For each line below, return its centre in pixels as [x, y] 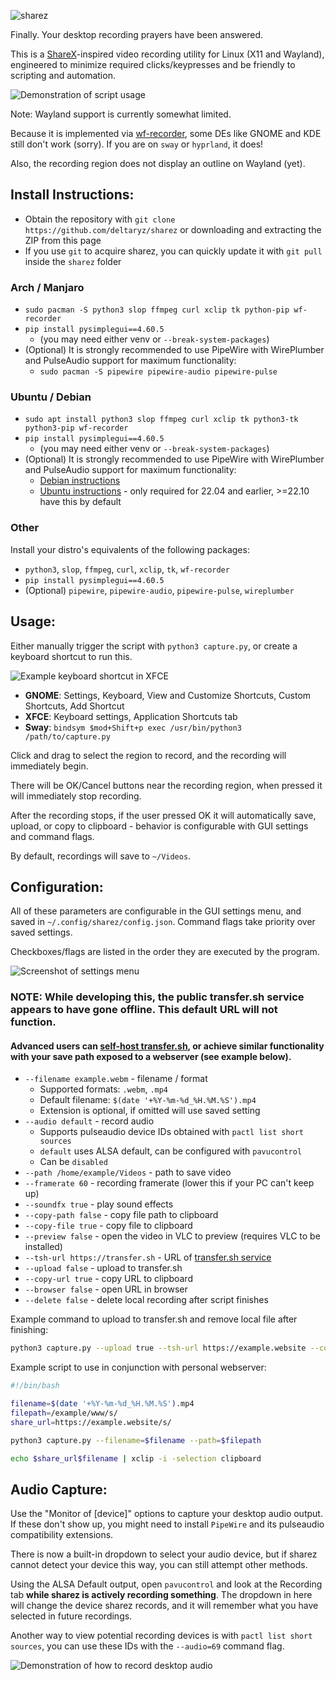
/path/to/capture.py [67, 736]
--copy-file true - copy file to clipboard [108, 1226]
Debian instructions [80, 481]
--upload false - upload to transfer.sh [103, 1268]
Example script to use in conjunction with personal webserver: [138, 1367]
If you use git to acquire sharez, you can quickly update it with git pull [173, 251]
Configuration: [57, 886]
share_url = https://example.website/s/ [91, 1422]
